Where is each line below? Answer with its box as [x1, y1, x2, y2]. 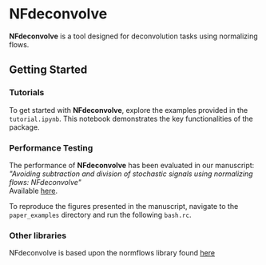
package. [9, 122, 40, 132]
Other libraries [9, 230, 67, 241]
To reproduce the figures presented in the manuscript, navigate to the [9, 201, 239, 211]
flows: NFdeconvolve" [9, 177, 82, 187]
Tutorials [9, 87, 45, 98]
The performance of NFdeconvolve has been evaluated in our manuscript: [9, 160, 255, 170]
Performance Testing [9, 142, 93, 153]
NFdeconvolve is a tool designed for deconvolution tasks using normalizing [9, 31, 258, 41]
